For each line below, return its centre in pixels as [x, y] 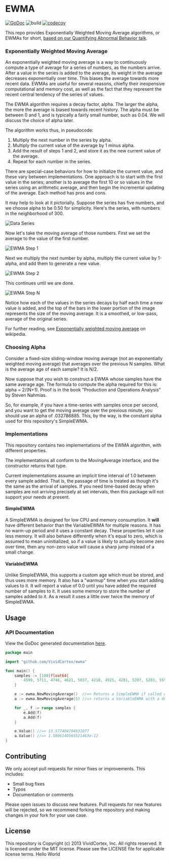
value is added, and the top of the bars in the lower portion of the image [80, 308]
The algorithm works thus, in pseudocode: [49, 130]
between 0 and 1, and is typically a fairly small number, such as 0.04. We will [85, 115]
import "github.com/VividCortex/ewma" [46, 661]
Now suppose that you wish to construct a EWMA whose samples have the [83, 379]
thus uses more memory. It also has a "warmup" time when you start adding [84, 580]
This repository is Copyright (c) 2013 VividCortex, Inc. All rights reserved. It [83, 843]
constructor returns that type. [36, 465]
